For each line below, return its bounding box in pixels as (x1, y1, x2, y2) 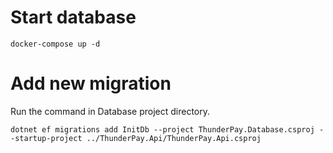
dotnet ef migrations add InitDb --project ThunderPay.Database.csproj (10, 124, 315, 135)
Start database (10, 6, 137, 29)
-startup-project (10, 133, 83, 143)
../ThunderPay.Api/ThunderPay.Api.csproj (86, 133, 262, 143)
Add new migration (10, 72, 172, 95)
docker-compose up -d (10, 39, 101, 49)
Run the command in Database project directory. (10, 105, 210, 117)
